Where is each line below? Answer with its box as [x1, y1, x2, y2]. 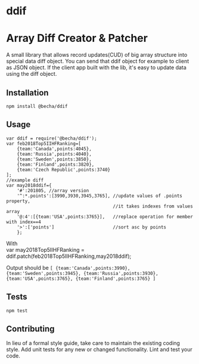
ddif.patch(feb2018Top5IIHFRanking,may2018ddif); [6, 252, 132, 260]
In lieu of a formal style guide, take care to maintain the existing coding [6, 340, 181, 347]
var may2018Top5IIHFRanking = [6, 246, 85, 253]
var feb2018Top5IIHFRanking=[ [6, 140, 82, 147]
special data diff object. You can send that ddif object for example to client [6, 58, 189, 65]
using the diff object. [6, 70, 57, 78]
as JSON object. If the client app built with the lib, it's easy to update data [6, 64, 186, 71]
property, [6, 198, 31, 204]
